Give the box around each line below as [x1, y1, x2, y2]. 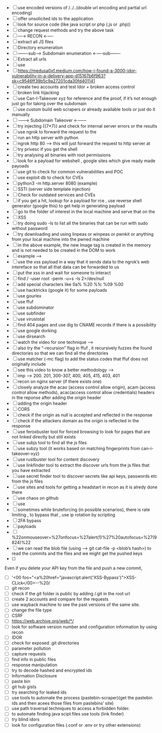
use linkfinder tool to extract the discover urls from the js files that [17, 462, 150, 468]
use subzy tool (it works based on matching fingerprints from [17, 446, 140, 451]
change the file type [11, 607, 52, 613]
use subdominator [17, 304, 54, 310]
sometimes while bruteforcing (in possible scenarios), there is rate [17, 507, 150, 512]
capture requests [11, 651, 46, 657]
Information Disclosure [11, 673, 57, 678]
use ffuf [17, 299, 33, 304]
